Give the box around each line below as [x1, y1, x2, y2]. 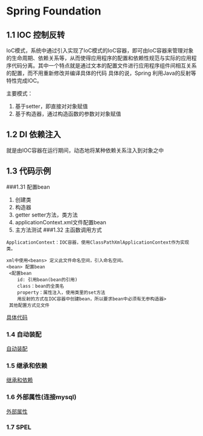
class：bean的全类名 [17, 283, 65, 289]
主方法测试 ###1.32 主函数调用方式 [14, 226, 102, 233]
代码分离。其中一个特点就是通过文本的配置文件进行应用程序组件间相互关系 [11, 62, 197, 69]
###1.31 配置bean [6, 183, 50, 191]
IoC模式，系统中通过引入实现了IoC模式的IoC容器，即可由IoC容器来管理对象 [6, 47, 194, 54]
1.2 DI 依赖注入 [6, 130, 62, 140]
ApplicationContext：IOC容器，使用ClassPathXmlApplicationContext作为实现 [6, 239, 190, 245]
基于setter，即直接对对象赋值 [14, 103, 88, 110]
